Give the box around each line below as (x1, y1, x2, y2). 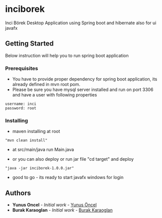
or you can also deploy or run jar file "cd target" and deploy (12, 156, 134, 162)
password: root (5, 106, 37, 111)
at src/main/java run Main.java (12, 147, 74, 153)
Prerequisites (5, 65, 38, 72)
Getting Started (5, 40, 54, 48)
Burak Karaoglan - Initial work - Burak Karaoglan (12, 207, 113, 213)
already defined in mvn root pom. (12, 82, 81, 87)
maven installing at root (12, 129, 60, 134)
